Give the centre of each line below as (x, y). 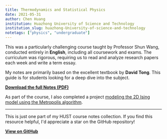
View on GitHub (22, 131)
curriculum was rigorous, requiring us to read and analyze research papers (82, 57)
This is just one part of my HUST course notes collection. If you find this (79, 116)
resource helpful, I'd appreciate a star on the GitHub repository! (70, 122)
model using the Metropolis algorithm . (44, 102)
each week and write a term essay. (41, 63)
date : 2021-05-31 (23, 14)
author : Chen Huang (25, 19)
